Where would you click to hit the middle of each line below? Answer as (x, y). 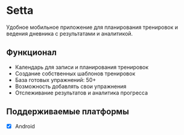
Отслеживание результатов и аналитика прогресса (81, 93)
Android (25, 126)
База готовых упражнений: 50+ (56, 80)
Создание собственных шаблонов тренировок (75, 74)
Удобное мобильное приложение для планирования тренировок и (92, 27)
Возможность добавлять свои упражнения (71, 86)
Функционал (32, 53)
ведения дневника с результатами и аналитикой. (70, 33)
